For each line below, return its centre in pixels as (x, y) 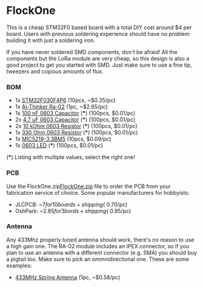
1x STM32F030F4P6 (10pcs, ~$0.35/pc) (65, 100)
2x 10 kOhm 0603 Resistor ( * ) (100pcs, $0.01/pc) (76, 126)
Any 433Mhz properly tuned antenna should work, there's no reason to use (100, 240)
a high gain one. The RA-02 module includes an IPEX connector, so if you (98, 246)
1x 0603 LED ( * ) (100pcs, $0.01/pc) (59, 146)
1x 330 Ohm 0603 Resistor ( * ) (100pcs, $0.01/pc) (76, 133)
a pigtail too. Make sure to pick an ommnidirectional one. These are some (98, 259)
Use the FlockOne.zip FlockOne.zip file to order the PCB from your (88, 186)
